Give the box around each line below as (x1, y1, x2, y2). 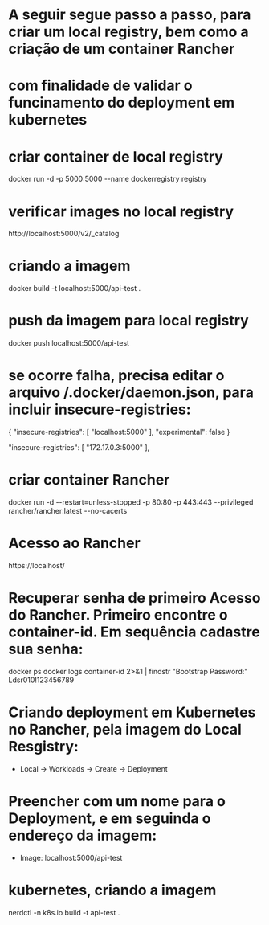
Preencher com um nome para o (8, 792, 226, 810)
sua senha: (8, 641, 84, 658)
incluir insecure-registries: (8, 400, 191, 419)
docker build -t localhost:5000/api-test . (8, 284, 141, 293)
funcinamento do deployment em (8, 94, 235, 112)
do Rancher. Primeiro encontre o (8, 606, 228, 624)
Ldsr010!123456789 (8, 675, 75, 685)
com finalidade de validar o (8, 76, 193, 95)
